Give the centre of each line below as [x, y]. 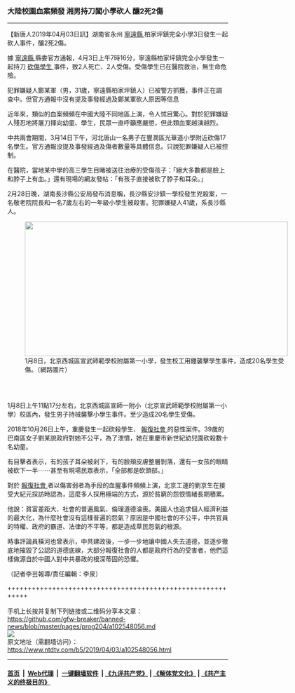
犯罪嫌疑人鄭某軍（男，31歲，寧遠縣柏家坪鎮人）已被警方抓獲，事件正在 [112, 90]
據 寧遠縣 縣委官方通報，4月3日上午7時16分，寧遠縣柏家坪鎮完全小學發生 [113, 58]
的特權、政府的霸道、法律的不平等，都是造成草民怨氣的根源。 [96, 527]
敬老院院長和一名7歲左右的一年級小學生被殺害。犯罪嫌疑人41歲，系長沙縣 [119, 203]
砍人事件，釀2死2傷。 [39, 43]
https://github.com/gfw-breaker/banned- [67, 619]
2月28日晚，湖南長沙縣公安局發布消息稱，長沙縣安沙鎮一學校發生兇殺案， [114, 194]
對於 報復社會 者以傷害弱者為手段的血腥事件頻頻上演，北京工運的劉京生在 [113, 485]
